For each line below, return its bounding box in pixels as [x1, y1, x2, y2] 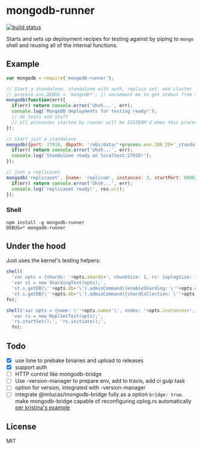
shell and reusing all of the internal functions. [6, 42, 118, 49]
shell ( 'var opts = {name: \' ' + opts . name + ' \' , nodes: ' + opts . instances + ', [6, 308, 195, 314]
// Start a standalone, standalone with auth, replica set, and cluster [6, 85, 192, 92]
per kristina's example [14, 404, 70, 411]
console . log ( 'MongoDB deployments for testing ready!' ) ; [11, 108, 158, 114]
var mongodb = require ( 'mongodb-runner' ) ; [6, 75, 114, 81]
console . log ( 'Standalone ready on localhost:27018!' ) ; [11, 153, 152, 159]
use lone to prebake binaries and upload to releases [14, 357, 144, 364]
